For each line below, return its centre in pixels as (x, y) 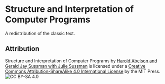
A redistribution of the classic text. (40, 33)
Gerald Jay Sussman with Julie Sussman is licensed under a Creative (75, 66)
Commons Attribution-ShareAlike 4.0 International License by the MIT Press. (83, 71)
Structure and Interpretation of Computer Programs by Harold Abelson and (81, 61)
